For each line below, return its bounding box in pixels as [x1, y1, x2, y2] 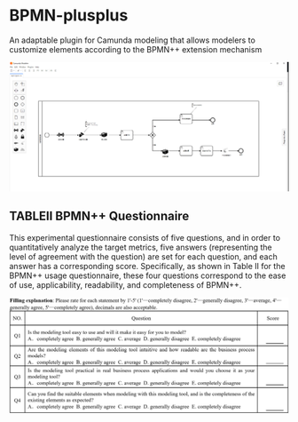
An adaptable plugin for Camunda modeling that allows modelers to [9, 35, 255, 45]
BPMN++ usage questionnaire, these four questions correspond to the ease [9, 270, 286, 281]
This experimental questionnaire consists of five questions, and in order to [9, 232, 281, 243]
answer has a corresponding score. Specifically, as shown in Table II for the [9, 260, 286, 271]
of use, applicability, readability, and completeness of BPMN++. [9, 279, 242, 290]
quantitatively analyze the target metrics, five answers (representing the [9, 242, 272, 252]
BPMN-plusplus [9, 5, 129, 26]
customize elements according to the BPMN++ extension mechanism [9, 44, 263, 54]
